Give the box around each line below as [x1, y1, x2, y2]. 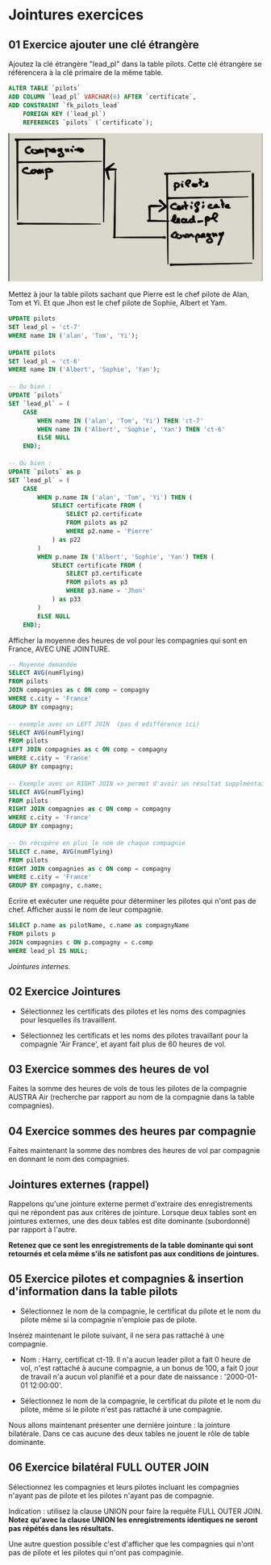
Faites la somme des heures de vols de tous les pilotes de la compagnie [8, 1084, 248, 1093]
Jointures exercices [8, 6, 144, 24]
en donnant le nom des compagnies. [8, 1155, 131, 1164]
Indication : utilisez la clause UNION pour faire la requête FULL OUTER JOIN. [8, 1506, 263, 1516]
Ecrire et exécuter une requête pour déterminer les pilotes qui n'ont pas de [8, 897, 256, 906]
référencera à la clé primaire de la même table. [8, 68, 164, 77]
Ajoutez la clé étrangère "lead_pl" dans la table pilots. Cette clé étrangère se [8, 59, 262, 69]
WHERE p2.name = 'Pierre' [65, 527, 153, 535]
